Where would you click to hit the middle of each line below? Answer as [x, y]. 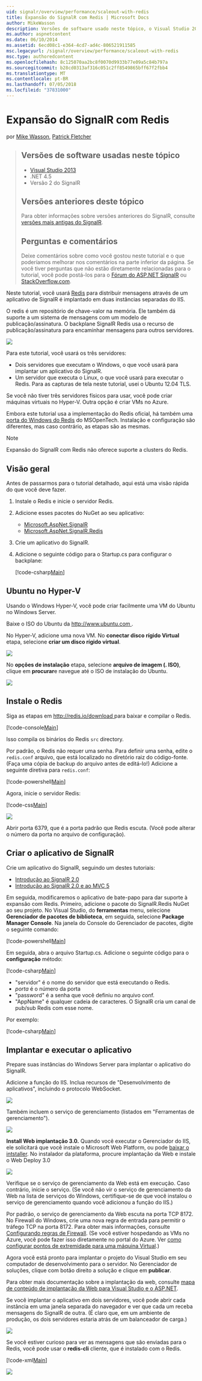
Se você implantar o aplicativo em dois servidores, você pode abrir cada [96, 1300]
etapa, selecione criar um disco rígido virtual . [63, 642]
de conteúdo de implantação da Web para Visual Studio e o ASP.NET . [92, 1288]
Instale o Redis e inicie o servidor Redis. [64, 501]
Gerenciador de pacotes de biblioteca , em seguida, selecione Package [95, 916]
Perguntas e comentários [69, 241]
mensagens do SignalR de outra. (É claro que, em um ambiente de [88, 1313]
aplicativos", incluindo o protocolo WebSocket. [64, 1089]
